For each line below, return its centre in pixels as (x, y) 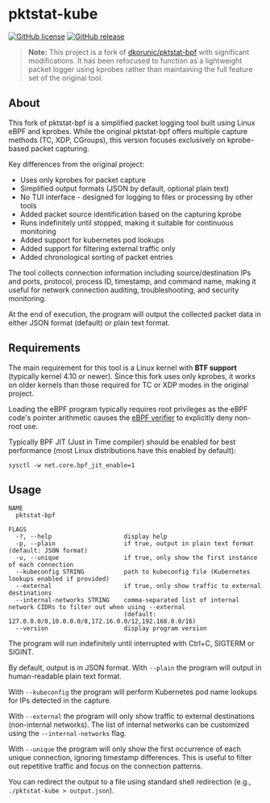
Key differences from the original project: (77, 164)
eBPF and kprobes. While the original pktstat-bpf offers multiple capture (128, 131)
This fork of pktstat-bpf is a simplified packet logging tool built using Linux (132, 123)
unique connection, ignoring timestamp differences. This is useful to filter (130, 758)
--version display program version (111, 629)
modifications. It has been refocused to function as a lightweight (135, 61)
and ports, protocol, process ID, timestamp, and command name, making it (132, 281)
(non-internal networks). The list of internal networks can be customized (129, 725)
